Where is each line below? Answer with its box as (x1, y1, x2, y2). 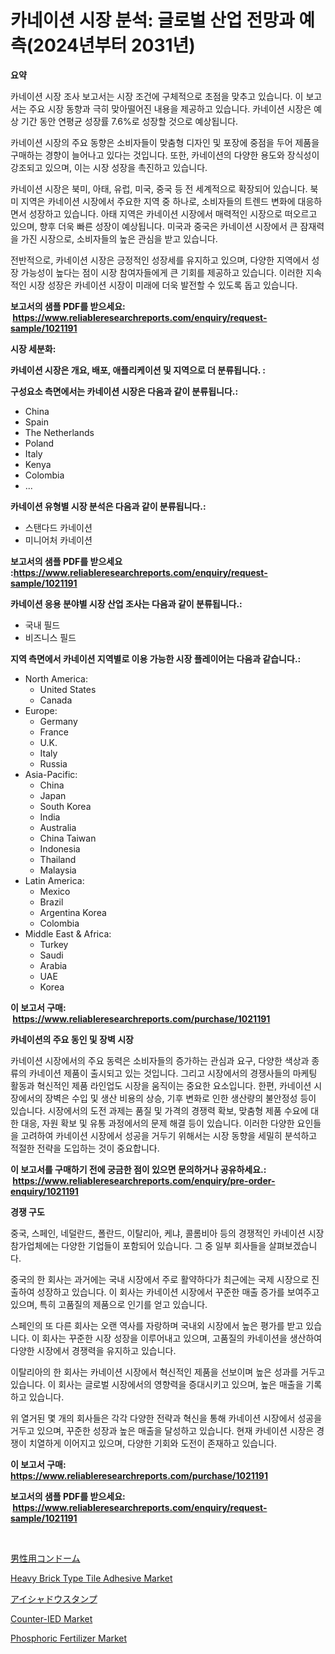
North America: (24, 672, 88, 685)
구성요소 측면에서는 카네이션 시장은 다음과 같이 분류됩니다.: (10, 385, 239, 397)
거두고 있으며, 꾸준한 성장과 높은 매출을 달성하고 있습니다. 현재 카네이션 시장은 (10, 1424, 315, 1436)
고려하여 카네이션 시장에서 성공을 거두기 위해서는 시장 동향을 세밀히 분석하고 (20, 1129, 318, 1141)
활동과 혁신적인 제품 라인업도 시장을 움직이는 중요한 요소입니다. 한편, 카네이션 (10, 1079, 312, 1091)
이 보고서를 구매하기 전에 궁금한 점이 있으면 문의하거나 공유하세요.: (10, 1163, 267, 1175)
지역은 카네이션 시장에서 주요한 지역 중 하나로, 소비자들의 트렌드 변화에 (20, 195, 296, 207)
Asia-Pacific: (24, 768, 78, 780)
